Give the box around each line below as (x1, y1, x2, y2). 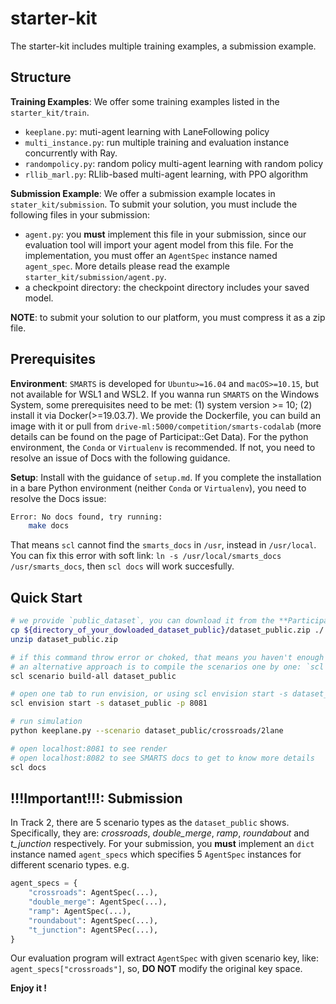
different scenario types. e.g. (10, 859, 130, 871)
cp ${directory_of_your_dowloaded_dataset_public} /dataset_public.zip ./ (10, 625, 325, 635)
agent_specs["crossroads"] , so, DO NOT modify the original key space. (10, 963, 303, 975)
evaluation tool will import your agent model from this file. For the (24, 238, 294, 251)
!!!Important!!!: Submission (10, 790, 183, 807)
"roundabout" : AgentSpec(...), (28, 915, 159, 926)
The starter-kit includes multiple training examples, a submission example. (10, 40, 317, 52)
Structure (10, 69, 72, 86)
